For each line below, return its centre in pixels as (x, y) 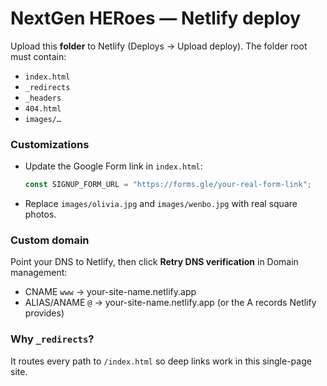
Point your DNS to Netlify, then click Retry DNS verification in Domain (154, 262)
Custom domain (50, 240)
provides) (44, 313)
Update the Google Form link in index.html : (113, 166)
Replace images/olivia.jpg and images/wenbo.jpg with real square (161, 204)
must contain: (38, 56)
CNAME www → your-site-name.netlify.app (110, 292)
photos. (40, 214)
